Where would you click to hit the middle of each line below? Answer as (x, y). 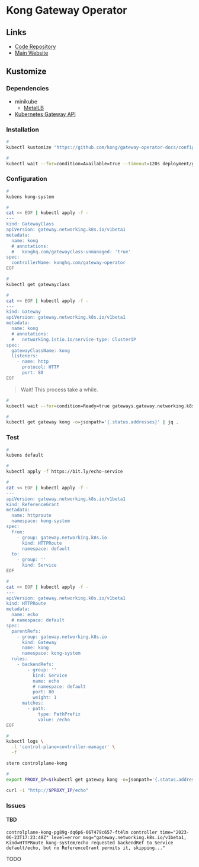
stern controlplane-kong (37, 764)
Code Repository (35, 46)
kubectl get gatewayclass (38, 284)
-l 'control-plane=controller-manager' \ (63, 747)
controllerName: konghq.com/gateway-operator (69, 263)
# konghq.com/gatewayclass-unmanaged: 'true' (71, 252)
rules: (20, 659)
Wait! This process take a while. (60, 389)
